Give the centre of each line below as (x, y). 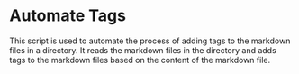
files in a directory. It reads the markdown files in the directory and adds (143, 50)
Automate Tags (68, 16)
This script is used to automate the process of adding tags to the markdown (150, 41)
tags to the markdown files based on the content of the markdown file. (140, 60)
